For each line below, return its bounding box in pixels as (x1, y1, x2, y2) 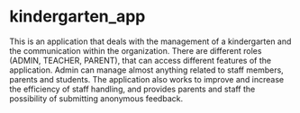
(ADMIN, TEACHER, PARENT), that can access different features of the (9, 55, 272, 65)
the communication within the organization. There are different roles (9, 45, 262, 56)
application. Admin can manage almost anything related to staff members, (9, 65, 284, 75)
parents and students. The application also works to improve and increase (9, 74, 285, 84)
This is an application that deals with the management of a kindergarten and (9, 36, 292, 47)
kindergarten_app (9, 6, 146, 27)
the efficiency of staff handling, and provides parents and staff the (9, 83, 256, 94)
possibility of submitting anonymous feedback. (9, 92, 183, 104)
